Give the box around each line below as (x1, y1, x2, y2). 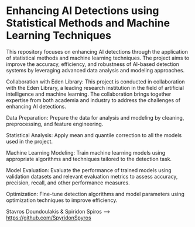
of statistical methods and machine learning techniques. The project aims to (6, 54, 190, 61)
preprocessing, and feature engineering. (6, 120, 104, 127)
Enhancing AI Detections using (6, 4, 159, 18)
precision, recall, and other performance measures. (6, 179, 130, 186)
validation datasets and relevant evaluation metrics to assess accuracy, (6, 173, 178, 180)
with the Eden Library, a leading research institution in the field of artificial (6, 84, 184, 91)
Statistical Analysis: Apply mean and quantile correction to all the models (6, 131, 182, 138)
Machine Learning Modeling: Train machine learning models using (6, 149, 166, 156)
